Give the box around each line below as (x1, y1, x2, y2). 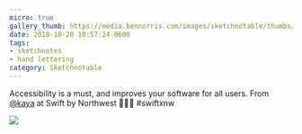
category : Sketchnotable (9, 64, 102, 73)
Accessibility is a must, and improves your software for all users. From (9, 87, 270, 99)
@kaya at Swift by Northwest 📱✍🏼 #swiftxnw (9, 97, 175, 108)
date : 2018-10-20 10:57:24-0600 (9, 30, 130, 39)
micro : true (9, 13, 54, 22)
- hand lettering (9, 55, 75, 64)
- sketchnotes (9, 47, 63, 56)
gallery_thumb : (9, 22, 67, 31)
